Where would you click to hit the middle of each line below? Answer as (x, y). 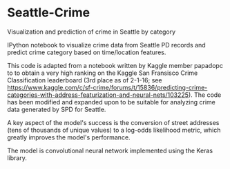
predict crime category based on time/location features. (87, 52)
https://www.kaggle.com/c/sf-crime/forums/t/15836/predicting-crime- (107, 87)
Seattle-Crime (49, 13)
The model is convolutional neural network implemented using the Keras (110, 150)
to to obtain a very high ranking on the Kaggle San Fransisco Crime (103, 73)
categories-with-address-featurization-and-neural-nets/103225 (98, 95)
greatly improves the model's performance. (69, 137)
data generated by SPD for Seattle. (57, 109)
